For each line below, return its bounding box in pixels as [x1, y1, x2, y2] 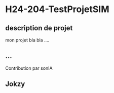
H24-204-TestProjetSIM [5, 4, 109, 15]
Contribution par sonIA [5, 65, 53, 71]
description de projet [5, 24, 73, 32]
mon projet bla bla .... [5, 37, 50, 43]
